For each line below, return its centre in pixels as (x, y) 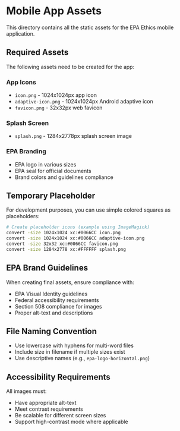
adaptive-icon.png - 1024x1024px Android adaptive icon (84, 102)
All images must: (26, 391)
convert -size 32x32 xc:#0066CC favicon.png (62, 244)
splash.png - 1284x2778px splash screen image (73, 136)
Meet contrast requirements (49, 409)
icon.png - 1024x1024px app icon (56, 95)
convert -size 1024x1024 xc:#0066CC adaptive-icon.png (75, 238)
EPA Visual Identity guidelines (51, 294)
